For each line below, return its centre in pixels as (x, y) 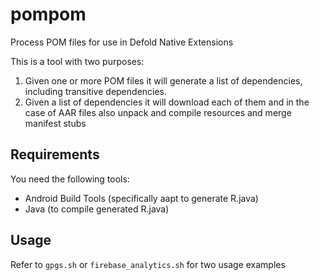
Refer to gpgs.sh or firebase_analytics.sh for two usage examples (148, 264)
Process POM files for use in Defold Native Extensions (122, 42)
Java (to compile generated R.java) (97, 209)
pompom (48, 14)
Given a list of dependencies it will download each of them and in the (167, 102)
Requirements (55, 154)
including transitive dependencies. (96, 91)
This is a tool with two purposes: (77, 61)
